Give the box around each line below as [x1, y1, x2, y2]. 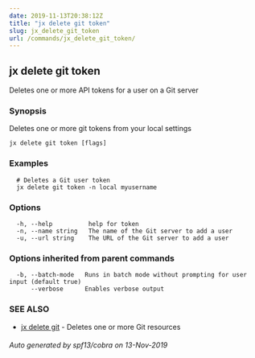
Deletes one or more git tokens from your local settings [9, 124, 192, 134]
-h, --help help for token [16, 220, 139, 228]
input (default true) [9, 278, 82, 286]
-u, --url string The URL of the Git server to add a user [16, 234, 229, 242]
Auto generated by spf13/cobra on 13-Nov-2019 [9, 340, 168, 350]
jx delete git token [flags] [9, 139, 107, 147]
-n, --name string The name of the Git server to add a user [16, 227, 232, 235]
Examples [9, 158, 49, 169]
